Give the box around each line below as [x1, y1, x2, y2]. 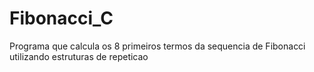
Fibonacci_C [9, 7, 114, 30]
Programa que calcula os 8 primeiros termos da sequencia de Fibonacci [9, 40, 306, 52]
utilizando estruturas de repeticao [9, 50, 149, 62]
